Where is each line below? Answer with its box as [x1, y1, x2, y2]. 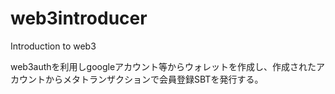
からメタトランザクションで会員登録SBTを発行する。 [44, 73, 264, 85]
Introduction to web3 [10, 40, 97, 52]
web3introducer [10, 7, 148, 30]
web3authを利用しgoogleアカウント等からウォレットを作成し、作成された [10, 60, 317, 72]
